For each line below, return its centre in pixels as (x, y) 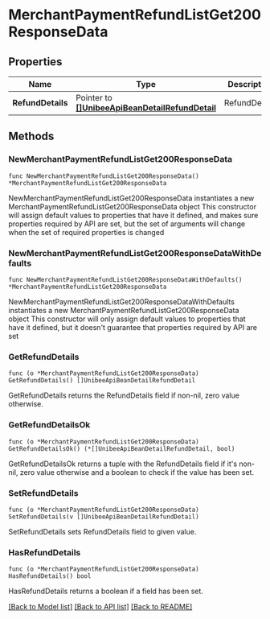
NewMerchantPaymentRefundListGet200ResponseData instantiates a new (131, 198)
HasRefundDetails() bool (50, 576)
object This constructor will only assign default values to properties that (127, 319)
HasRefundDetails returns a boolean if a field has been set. (106, 591)
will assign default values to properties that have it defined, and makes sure (133, 215)
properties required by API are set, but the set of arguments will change (127, 224)
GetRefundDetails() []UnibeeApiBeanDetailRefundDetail (102, 381)
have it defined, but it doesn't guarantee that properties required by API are (133, 327)
